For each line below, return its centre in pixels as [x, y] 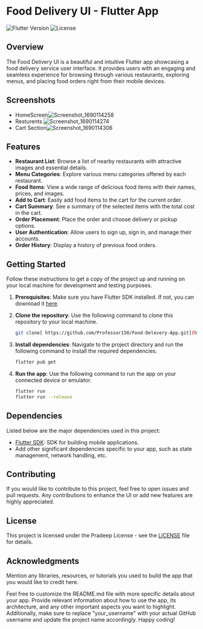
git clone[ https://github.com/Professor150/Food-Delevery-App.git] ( [105, 333]
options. [25, 226]
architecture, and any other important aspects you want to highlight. [91, 607]
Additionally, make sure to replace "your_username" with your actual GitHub [101, 613]
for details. [20, 542]
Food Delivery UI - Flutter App [82, 11]
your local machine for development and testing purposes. [79, 285]
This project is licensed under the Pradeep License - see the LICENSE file [98, 535]
